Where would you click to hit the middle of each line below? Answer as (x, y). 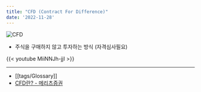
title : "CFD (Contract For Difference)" (57, 12)
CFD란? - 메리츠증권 (39, 83)
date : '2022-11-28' (31, 17)
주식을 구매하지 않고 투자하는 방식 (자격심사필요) (71, 47)
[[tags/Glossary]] (36, 76)
